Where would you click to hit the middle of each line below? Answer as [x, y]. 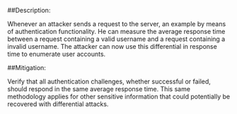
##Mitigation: [27, 68]
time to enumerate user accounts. [57, 54]
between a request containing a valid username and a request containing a [116, 39]
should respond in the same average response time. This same [99, 89]
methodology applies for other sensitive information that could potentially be [119, 96]
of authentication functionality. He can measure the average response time [116, 32]
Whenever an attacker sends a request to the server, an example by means [117, 24]
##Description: [29, 10]
